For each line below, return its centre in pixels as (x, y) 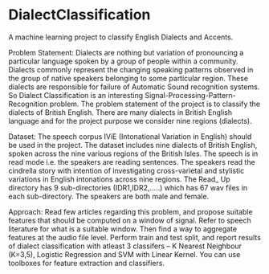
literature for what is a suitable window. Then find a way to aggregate (123, 229)
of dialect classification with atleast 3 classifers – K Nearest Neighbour (125, 246)
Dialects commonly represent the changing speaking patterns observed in (131, 69)
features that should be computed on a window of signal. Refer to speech (130, 220)
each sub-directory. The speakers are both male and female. (109, 196)
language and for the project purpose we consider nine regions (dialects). (130, 121)
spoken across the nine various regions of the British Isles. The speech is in (133, 153)
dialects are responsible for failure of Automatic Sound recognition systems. (134, 87)
